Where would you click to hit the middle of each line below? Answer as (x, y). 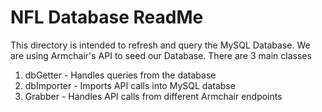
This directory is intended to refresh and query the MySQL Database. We (160, 45)
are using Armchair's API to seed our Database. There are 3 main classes (161, 55)
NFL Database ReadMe (107, 17)
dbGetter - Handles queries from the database (120, 75)
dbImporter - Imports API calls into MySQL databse (130, 85)
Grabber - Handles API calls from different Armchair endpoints (153, 96)
